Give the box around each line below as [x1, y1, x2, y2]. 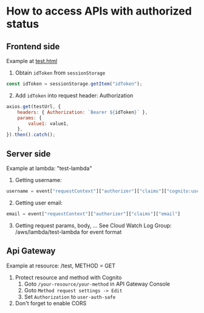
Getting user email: [15, 199, 63, 206]
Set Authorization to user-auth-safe [24, 293, 116, 300]
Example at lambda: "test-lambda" [6, 164, 92, 172]
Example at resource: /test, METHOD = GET [6, 262, 115, 269]
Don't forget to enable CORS [15, 299, 87, 307]
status [6, 17, 39, 31]
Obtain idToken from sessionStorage [15, 69, 106, 76]
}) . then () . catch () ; [6, 132, 56, 138]
